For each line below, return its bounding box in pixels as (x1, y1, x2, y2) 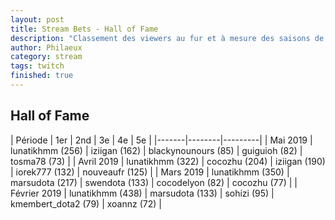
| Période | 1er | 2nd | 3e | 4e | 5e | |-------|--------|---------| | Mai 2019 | (10, 134, 313, 146)
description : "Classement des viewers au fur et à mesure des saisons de (10, 33, 325, 43)
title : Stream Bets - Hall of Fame (10, 24, 159, 34)
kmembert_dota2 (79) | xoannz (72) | (10, 197, 162, 210)
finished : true (10, 71, 74, 81)
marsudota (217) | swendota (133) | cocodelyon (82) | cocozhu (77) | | (10, 176, 298, 188)
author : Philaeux (10, 42, 83, 53)
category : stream (10, 52, 83, 62)
